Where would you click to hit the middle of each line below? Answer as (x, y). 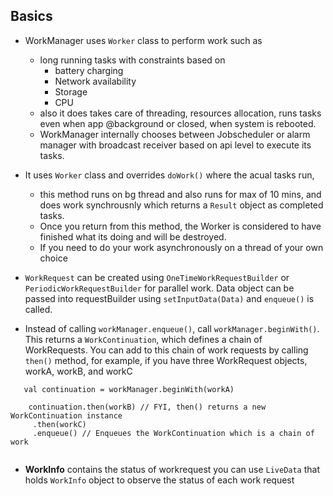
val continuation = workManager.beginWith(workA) (129, 389)
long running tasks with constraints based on (132, 60)
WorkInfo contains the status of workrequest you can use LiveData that (172, 469)
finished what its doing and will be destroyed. (133, 236)
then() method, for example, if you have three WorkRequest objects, (166, 360)
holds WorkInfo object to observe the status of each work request (159, 480)
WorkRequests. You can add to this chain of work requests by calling (166, 350)
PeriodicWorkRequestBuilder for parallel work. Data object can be (159, 288)
